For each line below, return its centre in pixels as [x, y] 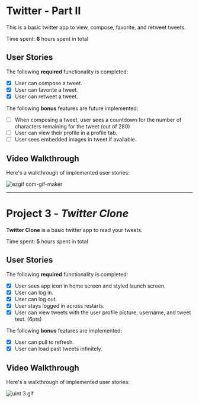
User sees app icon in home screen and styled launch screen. [90, 286]
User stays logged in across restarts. [60, 305]
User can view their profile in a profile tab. [66, 133]
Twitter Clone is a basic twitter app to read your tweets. [75, 230]
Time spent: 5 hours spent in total [47, 241]
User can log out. [36, 299]
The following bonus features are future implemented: [72, 108]
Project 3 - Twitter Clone [68, 214]
